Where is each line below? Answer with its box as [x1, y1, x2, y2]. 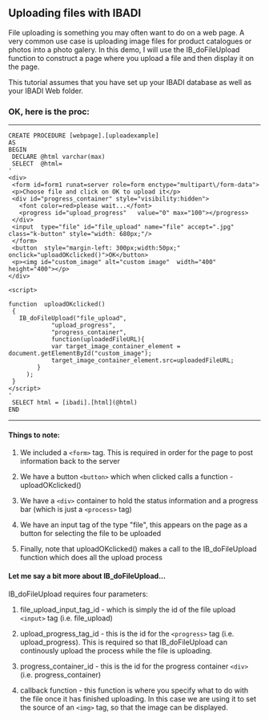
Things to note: [8, 429, 60, 440]
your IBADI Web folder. [8, 86, 84, 96]
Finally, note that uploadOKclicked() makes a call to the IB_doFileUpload [19, 544, 257, 554]
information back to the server [19, 457, 120, 466]
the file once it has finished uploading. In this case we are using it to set [19, 694, 256, 703]
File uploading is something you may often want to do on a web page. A [8, 27, 245, 37]
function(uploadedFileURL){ [50, 336, 146, 344]
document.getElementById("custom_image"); [8, 349, 152, 358]
